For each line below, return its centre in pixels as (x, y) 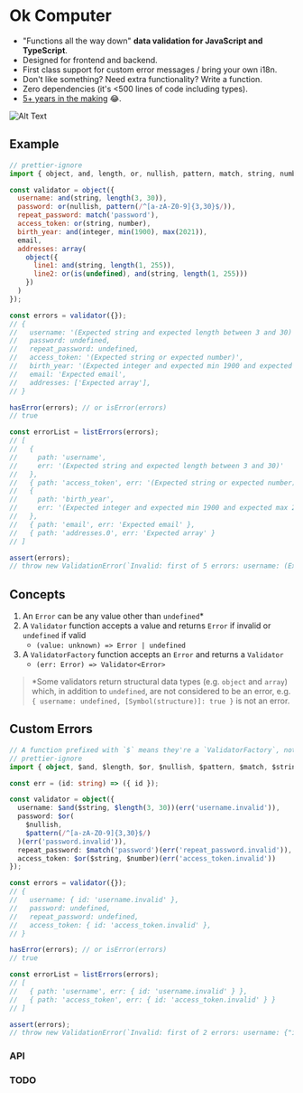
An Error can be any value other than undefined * (113, 617)
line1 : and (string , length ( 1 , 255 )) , (104, 266)
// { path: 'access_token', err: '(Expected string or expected (137, 483)
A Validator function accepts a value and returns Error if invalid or (147, 626)
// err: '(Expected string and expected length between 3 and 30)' (147, 466)
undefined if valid (54, 636)
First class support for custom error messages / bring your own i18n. (150, 70)
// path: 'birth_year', (62, 499)
